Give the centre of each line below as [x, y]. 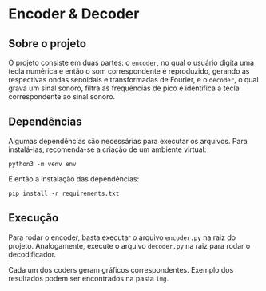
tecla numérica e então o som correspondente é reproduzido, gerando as [129, 71]
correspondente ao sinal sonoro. [62, 96]
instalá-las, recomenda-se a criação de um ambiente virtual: [107, 149]
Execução [34, 218]
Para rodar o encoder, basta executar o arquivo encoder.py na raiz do [122, 237]
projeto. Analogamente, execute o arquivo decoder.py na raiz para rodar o [129, 245]
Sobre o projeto [47, 44]
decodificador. [32, 254]
